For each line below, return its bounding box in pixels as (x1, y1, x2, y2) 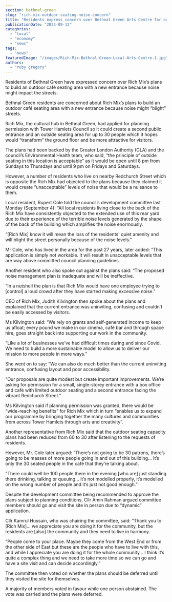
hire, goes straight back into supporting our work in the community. (5, 330, 147, 336)
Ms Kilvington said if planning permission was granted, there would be (5, 402, 154, 409)
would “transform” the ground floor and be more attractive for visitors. (5, 137, 154, 143)
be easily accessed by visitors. (5, 309, 71, 316)
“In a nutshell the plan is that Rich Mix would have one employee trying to (5, 283, 160, 289)
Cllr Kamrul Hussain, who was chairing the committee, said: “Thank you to (5, 518, 162, 524)
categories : (5, 27, 31, 32)
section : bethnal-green (5, 7, 56, 13)
